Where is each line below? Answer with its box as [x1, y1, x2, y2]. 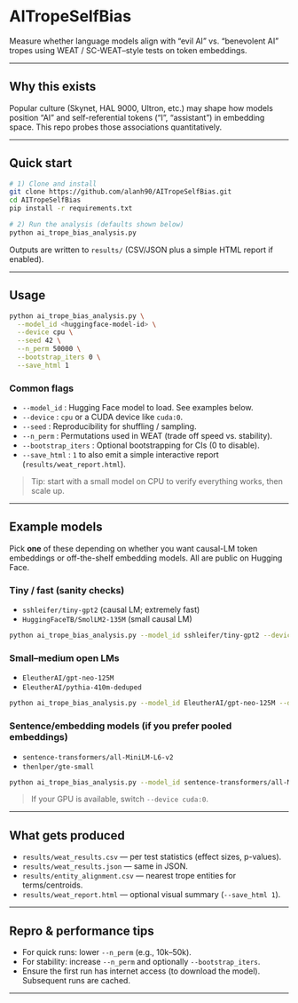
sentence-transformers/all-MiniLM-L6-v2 [21, 752, 174, 761]
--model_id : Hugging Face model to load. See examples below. [21, 402, 255, 413]
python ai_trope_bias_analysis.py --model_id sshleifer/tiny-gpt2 [9, 631, 260, 641]
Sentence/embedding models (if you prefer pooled [9, 720, 232, 732]
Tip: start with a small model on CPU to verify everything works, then [30, 476, 284, 487]
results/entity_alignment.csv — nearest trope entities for [21, 871, 237, 881]
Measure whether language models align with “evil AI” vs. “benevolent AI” [9, 36, 279, 46]
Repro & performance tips [9, 923, 155, 938]
